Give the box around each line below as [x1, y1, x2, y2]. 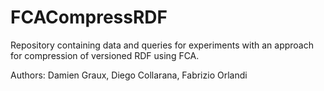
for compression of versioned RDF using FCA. [10, 49, 200, 61]
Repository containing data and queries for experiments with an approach [10, 39, 314, 51]
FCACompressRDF [10, 6, 168, 29]
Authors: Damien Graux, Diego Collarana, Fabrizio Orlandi [10, 69, 248, 81]
